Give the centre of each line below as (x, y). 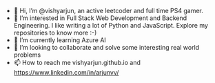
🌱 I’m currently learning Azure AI (60, 40)
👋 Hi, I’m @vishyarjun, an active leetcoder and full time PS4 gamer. (108, 11)
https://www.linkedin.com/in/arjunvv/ (66, 72)
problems (27, 55)
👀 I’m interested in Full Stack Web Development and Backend (100, 18)
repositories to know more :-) (55, 33)
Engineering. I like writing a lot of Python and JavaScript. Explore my (111, 25)
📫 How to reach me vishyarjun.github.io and (77, 63)
